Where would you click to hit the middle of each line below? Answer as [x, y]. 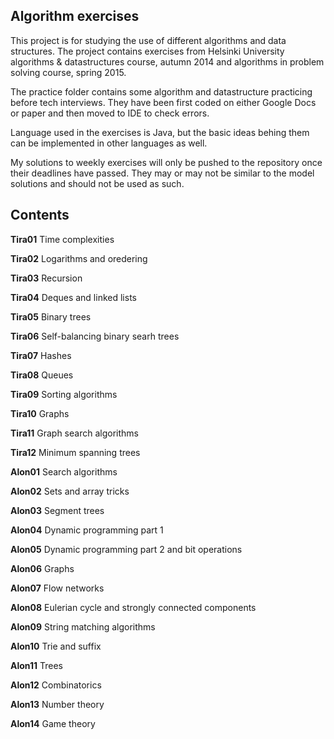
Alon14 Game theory [53, 723]
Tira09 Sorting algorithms [64, 394]
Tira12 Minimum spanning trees [75, 452]
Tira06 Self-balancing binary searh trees [95, 336]
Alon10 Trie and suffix [56, 646]
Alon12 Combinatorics [56, 685]
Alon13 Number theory [57, 704]
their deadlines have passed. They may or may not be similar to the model [162, 173]
